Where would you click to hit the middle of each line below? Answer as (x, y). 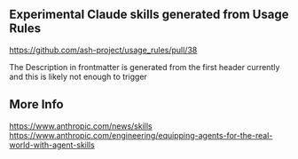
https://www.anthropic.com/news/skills (81, 126)
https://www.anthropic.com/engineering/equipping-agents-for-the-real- (141, 135)
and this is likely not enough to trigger (78, 76)
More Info (36, 104)
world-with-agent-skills (52, 145)
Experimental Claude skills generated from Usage (149, 15)
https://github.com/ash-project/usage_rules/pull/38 (103, 50)
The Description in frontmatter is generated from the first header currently (145, 67)
